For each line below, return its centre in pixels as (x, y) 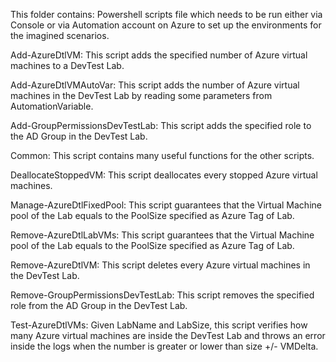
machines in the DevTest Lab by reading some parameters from (141, 95)
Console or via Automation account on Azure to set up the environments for (166, 25)
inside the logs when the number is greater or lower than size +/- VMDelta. (164, 346)
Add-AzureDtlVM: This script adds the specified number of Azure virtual (159, 55)
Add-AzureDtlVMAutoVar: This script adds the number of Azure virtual (155, 85)
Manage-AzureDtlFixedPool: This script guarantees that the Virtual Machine (166, 205)
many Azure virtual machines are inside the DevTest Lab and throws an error (168, 335)
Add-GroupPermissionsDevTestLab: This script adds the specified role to (161, 125)
